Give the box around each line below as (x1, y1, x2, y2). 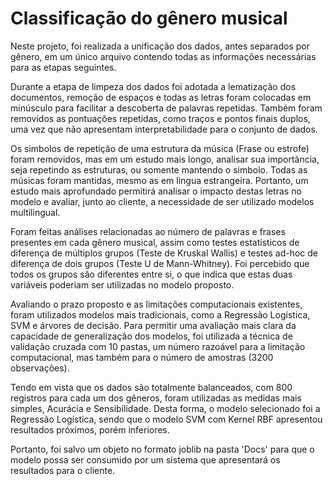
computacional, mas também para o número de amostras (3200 (10, 351, 274, 363)
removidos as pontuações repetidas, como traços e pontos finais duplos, (10, 112, 311, 124)
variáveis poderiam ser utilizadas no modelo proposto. (10, 278, 235, 291)
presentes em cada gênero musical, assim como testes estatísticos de (10, 236, 300, 248)
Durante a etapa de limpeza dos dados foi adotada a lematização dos (10, 80, 297, 92)
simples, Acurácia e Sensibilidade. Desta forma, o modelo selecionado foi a (10, 402, 321, 414)
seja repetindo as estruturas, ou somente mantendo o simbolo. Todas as (10, 163, 308, 176)
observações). (10, 362, 70, 374)
